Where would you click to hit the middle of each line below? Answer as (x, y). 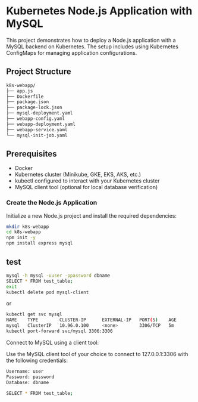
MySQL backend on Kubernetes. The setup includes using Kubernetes (92, 47)
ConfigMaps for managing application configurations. (72, 52)
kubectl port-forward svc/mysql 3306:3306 (59, 331)
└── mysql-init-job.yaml (37, 135)
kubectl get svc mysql (34, 314)
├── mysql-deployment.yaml (40, 113)
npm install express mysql (40, 243)
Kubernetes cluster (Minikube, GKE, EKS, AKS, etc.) (78, 175)
